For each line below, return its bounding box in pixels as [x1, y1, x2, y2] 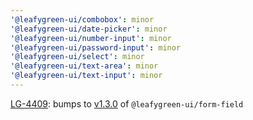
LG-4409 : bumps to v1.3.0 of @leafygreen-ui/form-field [10, 97, 244, 110]
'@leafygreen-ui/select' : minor [10, 52, 145, 62]
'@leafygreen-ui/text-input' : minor [10, 71, 163, 81]
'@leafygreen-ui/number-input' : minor [10, 33, 172, 43]
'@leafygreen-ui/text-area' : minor [10, 61, 159, 71]
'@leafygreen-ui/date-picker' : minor [10, 24, 168, 34]
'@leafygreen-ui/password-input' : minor [10, 42, 182, 53]
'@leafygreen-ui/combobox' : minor [10, 14, 155, 25]
